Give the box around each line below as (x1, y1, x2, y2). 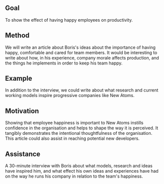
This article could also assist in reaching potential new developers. (5, 135, 140, 142)
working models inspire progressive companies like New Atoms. (5, 92, 135, 98)
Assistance (5, 150, 41, 158)
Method (5, 31, 30, 40)
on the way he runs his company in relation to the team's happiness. (5, 173, 143, 179)
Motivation (5, 107, 39, 115)
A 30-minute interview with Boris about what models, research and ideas (5, 163, 153, 169)
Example (5, 74, 32, 83)
